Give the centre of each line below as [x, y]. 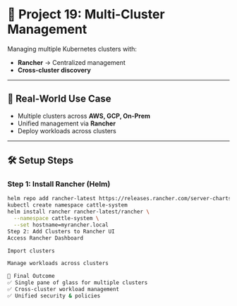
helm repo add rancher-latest [52, 199]
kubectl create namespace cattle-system [68, 205]
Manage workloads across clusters [58, 264]
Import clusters [31, 251]
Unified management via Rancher [67, 123]
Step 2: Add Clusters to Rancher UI [61, 231]
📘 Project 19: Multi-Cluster [86, 14]
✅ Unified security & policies [54, 295]
